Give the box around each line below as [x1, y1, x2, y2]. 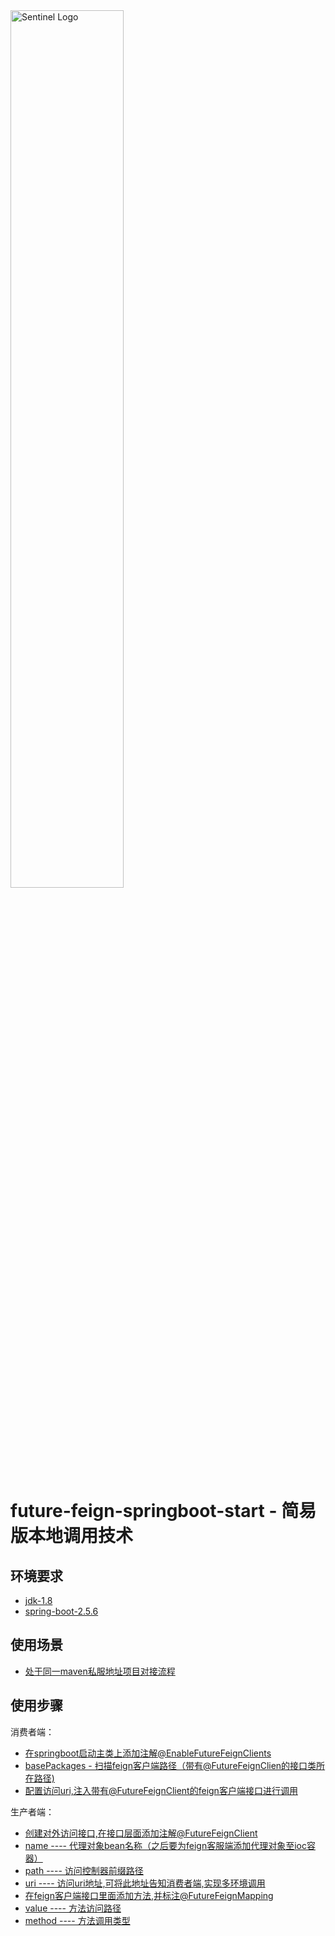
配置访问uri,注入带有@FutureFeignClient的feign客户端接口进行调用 [24, 1784, 298, 1796]
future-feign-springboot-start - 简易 [10, 1500, 317, 1523]
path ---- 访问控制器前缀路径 [24, 1864, 144, 1876]
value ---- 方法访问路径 [24, 1902, 122, 1914]
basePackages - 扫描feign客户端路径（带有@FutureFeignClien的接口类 [24, 1759, 317, 1771]
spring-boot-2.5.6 [24, 1605, 99, 1617]
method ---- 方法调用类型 [24, 1914, 131, 1926]
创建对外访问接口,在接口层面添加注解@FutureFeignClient [24, 1827, 258, 1839]
